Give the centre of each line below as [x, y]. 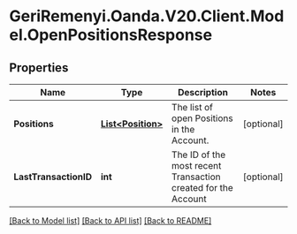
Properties [39, 68]
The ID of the [198, 155]
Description [203, 92]
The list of [192, 107]
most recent [196, 166]
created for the [202, 188]
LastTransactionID [53, 177]
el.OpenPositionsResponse [111, 35]
